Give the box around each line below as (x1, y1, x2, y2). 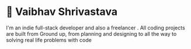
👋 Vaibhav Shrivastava (6, 5, 118, 18)
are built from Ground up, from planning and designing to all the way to (6, 30, 177, 37)
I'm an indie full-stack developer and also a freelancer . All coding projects (6, 24, 185, 31)
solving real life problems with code (6, 36, 92, 43)
